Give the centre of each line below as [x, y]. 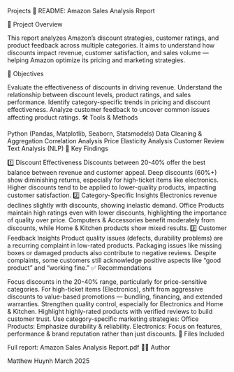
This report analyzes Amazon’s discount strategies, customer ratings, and [113, 38]
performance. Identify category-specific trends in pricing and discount [109, 102]
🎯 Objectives [25, 74]
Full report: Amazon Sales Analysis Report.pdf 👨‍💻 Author [89, 347]
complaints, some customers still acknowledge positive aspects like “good [114, 260]
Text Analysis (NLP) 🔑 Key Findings [58, 148]
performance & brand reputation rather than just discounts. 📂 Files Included [116, 334]
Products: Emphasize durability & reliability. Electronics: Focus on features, [115, 326]
